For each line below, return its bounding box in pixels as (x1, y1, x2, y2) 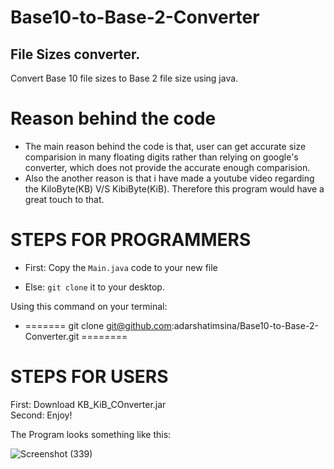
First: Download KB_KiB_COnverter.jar (10, 398, 167, 410)
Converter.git (24, 330, 80, 342)
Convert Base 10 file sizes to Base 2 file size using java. (10, 72, 239, 84)
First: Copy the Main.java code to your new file (24, 261, 218, 273)
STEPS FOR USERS (10, 366, 169, 388)
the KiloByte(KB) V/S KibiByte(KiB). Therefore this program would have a (24, 182, 325, 195)
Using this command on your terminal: (10, 300, 168, 312)
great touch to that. (24, 193, 105, 205)
